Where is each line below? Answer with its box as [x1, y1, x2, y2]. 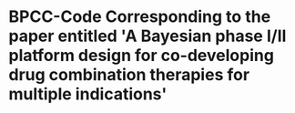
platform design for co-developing [8, 46, 275, 66]
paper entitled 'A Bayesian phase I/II [8, 26, 287, 46]
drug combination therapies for [8, 65, 250, 86]
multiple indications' [8, 84, 168, 105]
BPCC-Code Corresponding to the [8, 6, 271, 27]
